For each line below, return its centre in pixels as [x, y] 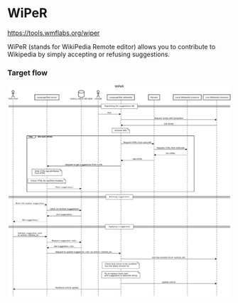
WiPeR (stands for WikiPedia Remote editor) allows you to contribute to [112, 46]
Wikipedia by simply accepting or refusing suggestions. [89, 54]
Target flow [28, 73]
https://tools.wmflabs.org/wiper [54, 33]
